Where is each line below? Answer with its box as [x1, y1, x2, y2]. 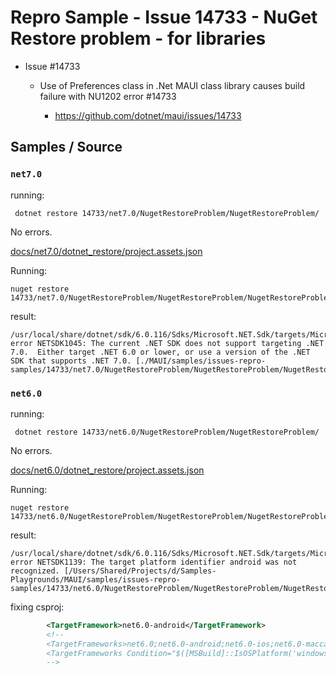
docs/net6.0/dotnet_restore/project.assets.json [10, 464, 205, 476]
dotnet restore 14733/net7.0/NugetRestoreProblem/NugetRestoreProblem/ [14, 208, 320, 218]
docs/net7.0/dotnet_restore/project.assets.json [10, 245, 203, 257]
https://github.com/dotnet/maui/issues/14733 [54, 109, 242, 121]
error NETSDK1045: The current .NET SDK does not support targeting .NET [10, 338, 325, 348]
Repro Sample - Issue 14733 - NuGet [10, 6, 318, 29]
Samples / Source [10, 139, 123, 156]
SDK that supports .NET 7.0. [10, 356, 132, 366]
